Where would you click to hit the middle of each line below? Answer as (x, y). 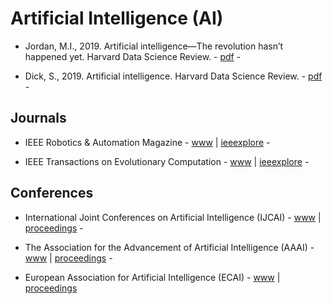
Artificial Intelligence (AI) (117, 18)
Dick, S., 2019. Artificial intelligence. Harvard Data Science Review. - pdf (173, 76)
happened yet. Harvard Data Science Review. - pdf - (133, 56)
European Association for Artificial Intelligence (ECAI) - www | (152, 277)
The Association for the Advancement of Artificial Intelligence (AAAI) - (169, 247)
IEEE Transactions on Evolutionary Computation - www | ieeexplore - (167, 161)
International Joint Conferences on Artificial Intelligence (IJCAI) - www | (173, 217)
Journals (38, 118)
